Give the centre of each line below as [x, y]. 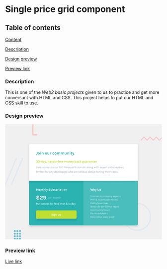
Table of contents [33, 28]
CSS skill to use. [22, 103]
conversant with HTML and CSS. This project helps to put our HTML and [79, 98]
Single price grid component [65, 9]
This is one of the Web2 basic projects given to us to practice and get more [82, 92]
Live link [14, 262]
